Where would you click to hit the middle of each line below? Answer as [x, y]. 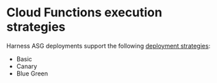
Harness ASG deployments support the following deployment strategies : [108, 46]
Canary [27, 66]
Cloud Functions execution [84, 13]
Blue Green [32, 73]
